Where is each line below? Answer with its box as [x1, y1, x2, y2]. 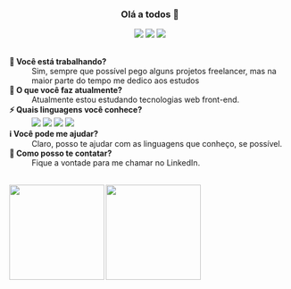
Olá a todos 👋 [121, 8, 179, 21]
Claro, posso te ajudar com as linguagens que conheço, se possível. [31, 139, 283, 149]
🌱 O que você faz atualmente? [9, 85, 123, 96]
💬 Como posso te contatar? [9, 148, 112, 159]
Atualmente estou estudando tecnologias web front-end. [31, 94, 240, 106]
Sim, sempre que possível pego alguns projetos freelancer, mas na [31, 66, 277, 77]
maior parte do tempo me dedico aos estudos [31, 75, 200, 86]
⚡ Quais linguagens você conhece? [9, 105, 143, 115]
